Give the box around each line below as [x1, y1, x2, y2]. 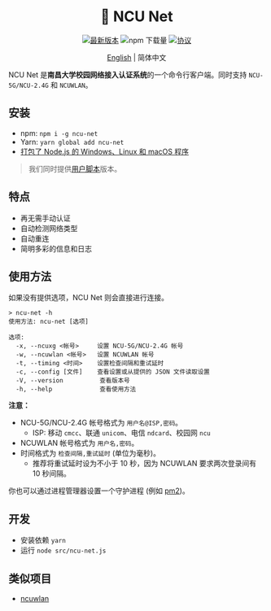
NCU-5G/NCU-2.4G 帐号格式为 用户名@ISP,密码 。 [20, 418, 183, 428]
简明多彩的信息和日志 [20, 243, 92, 253]
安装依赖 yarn [20, 535, 67, 545]
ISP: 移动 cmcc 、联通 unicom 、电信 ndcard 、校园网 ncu [32, 428, 212, 438]
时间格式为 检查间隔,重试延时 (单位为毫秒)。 [20, 448, 161, 458]
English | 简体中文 [107, 52, 167, 62]
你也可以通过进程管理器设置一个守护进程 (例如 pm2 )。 [8, 486, 190, 495]
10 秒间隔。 [32, 469, 72, 478]
